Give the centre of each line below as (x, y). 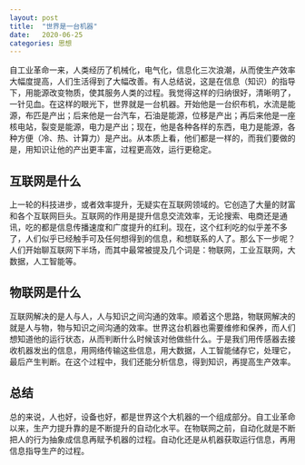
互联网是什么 (45, 181)
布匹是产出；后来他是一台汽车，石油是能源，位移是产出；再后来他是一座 (160, 115)
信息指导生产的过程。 (49, 450)
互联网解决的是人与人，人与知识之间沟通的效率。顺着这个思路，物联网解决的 (152, 316)
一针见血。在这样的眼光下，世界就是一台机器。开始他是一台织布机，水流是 (148, 104)
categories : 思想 (41, 43)
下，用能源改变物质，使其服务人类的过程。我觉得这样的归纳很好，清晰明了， (152, 93)
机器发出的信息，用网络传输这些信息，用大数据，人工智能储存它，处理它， (156, 350)
